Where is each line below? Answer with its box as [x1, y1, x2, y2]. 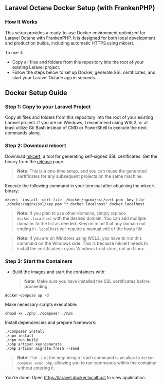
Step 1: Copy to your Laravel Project [5, 104, 91, 110]
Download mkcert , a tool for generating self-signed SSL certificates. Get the [5, 153, 158, 159]
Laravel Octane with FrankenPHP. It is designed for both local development [5, 35, 156, 41]
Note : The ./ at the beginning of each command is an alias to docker [17, 354, 155, 361]
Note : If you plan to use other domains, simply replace [17, 210, 126, 216]
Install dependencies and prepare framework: [5, 320, 96, 325]
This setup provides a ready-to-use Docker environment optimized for [5, 29, 146, 36]
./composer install [5, 329, 45, 334]
